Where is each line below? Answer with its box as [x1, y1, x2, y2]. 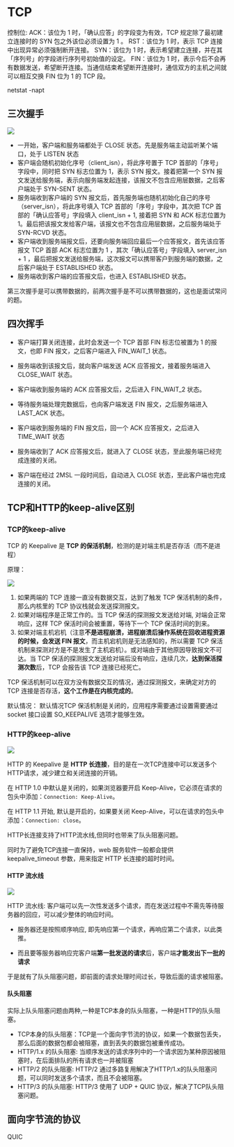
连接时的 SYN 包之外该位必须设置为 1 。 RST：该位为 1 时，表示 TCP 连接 [13, 36, 223, 45]
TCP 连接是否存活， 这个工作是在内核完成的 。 [7, 686, 137, 695]
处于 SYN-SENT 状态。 [29, 185, 96, 193]
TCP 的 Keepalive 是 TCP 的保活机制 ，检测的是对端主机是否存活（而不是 [7, 542, 214, 550]
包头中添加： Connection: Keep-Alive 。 [7, 792, 119, 800]
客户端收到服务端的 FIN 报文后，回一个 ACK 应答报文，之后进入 [17, 424, 200, 432]
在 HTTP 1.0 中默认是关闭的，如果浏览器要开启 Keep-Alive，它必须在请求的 [7, 784, 223, 792]
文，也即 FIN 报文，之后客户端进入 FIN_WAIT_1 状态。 [17, 347, 171, 355]
